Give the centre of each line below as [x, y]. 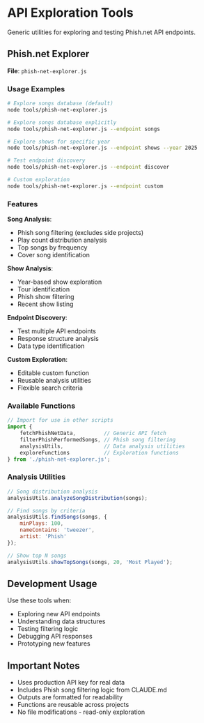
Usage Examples [36, 89]
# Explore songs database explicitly [62, 122]
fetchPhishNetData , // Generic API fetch [93, 434]
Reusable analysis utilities [54, 381]
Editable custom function [53, 373]
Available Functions [41, 406]
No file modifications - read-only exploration [81, 712]
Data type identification [51, 346]
